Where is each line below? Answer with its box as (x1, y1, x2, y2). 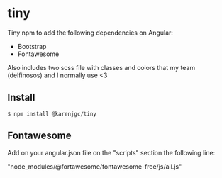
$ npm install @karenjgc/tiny (7, 110, 97, 118)
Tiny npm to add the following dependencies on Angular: (7, 28, 174, 37)
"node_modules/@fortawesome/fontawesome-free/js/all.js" (7, 162, 182, 171)
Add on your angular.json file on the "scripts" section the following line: (7, 148, 216, 157)
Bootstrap (17, 42, 47, 50)
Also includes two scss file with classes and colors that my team (7, 63, 196, 72)
